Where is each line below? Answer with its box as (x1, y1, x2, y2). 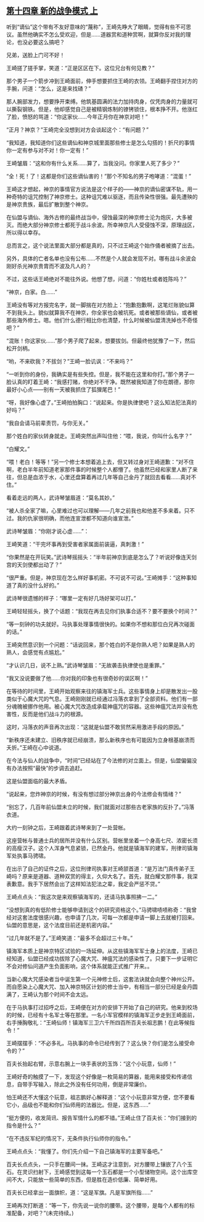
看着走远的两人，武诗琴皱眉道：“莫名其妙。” (6, 494, 115, 501)
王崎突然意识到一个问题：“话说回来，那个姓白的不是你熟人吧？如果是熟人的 (6, 641, 195, 648)
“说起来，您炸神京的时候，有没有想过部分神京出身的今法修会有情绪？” (6, 790, 182, 797)
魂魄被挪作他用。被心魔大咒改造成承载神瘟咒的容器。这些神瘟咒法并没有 (11, 703, 192, 710)
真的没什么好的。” (16, 581, 59, 589)
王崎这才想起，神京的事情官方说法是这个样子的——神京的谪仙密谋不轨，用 (6, 185, 192, 193)
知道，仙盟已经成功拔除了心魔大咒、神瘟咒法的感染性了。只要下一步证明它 (11, 954, 198, 962)
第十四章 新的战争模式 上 (6, 5, 98, 16)
